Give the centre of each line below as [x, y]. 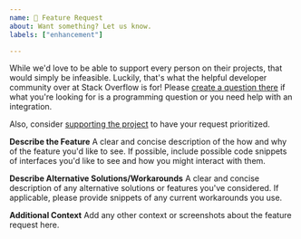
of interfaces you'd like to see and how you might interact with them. [137, 161]
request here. [34, 225]
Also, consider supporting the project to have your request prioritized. [140, 124]
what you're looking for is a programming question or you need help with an [151, 97]
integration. [31, 107]
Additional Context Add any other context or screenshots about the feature [150, 215]
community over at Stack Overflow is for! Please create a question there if [147, 88]
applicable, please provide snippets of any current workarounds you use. [146, 198]
